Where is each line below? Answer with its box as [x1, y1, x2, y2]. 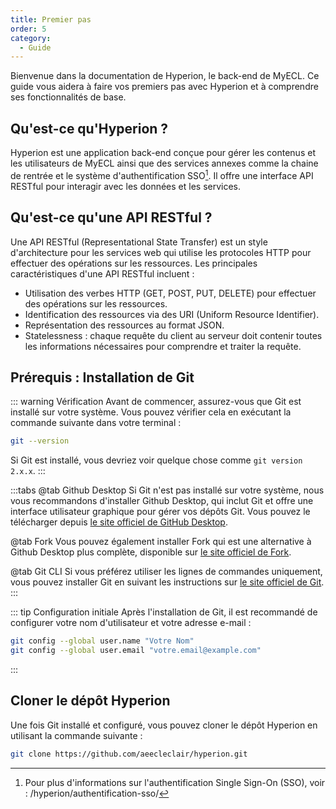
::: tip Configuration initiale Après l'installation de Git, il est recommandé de [10, 606, 318, 618]
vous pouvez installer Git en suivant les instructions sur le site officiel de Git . [10, 576, 325, 588]
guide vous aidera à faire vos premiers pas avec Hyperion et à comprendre [10, 81, 319, 93]
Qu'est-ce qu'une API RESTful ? [10, 209, 213, 226]
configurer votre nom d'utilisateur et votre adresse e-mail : [10, 617, 252, 629]
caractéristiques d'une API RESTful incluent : [10, 267, 195, 280]
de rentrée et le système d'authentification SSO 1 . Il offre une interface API [10, 168, 314, 181]
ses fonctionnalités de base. [10, 91, 127, 103]
